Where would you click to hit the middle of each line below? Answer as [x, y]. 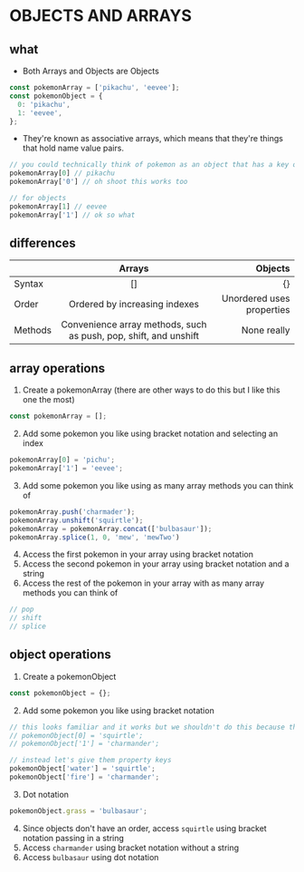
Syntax [28, 284]
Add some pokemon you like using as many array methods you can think [158, 485]
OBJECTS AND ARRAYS [100, 16]
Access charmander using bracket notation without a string [131, 848]
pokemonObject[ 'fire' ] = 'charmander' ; [85, 777]
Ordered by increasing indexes [134, 305]
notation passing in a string [73, 838]
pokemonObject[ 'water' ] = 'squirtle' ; [82, 769]
